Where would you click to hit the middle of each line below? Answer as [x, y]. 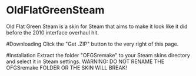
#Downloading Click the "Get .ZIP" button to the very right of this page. [92, 44]
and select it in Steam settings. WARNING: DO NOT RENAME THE [85, 61]
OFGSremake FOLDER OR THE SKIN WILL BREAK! [67, 67]
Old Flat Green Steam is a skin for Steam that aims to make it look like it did [97, 26]
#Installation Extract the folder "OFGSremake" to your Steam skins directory [98, 55]
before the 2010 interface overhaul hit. [52, 32]
